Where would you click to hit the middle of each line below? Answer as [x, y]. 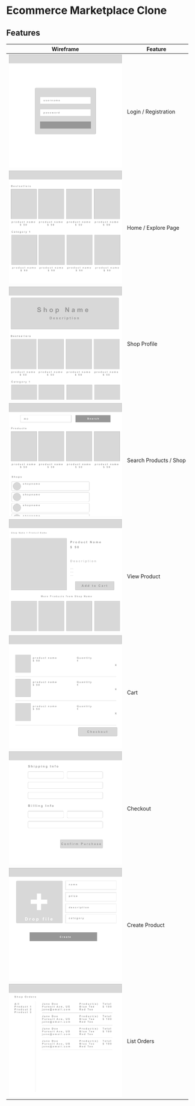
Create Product [146, 925]
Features [23, 33]
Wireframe [65, 49]
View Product [144, 576]
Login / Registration [151, 112]
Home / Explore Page [153, 228]
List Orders [141, 1041]
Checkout [139, 809]
